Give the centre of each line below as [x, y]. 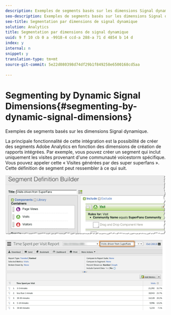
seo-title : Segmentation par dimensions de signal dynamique [72, 21]
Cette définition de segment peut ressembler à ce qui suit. [66, 168]
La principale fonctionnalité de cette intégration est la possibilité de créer [82, 141]
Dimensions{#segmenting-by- [71, 106]
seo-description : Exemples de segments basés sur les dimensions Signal [84, 16]
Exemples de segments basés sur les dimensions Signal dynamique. [77, 131]
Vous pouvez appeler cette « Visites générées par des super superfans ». [82, 163]
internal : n [18, 48]
